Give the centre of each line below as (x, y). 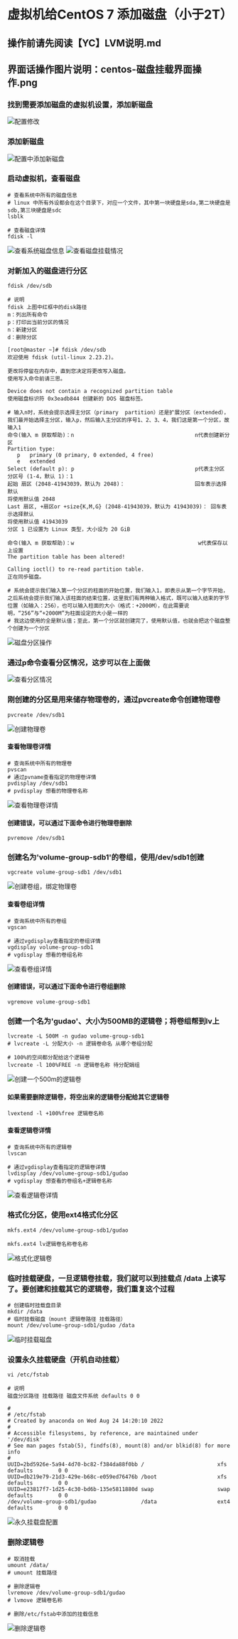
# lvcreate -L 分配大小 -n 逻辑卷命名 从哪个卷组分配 (80, 1044)
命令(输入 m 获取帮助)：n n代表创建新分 (119, 435)
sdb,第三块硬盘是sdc (34, 210)
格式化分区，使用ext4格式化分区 (63, 1215)
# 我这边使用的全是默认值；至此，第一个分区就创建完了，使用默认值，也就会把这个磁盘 (116, 621)
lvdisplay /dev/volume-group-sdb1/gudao (68, 1173)
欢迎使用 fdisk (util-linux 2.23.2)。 (62, 358)
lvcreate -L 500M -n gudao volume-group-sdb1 (76, 1036)
